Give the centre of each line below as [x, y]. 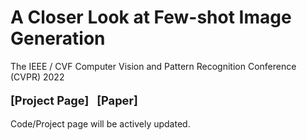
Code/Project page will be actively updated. [100, 124]
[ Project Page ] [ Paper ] [74, 100]
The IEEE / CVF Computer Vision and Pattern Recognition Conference [153, 66]
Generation [58, 38]
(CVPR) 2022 [37, 77]
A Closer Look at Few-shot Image [151, 17]
